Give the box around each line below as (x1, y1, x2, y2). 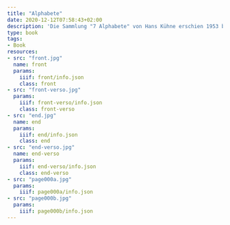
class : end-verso (19, 169, 69, 176)
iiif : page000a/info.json (19, 189, 94, 196)
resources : (7, 49, 38, 56)
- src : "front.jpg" (7, 55, 63, 62)
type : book (7, 29, 38, 36)
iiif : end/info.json (19, 131, 78, 138)
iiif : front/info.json (19, 73, 84, 81)
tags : (7, 36, 23, 43)
